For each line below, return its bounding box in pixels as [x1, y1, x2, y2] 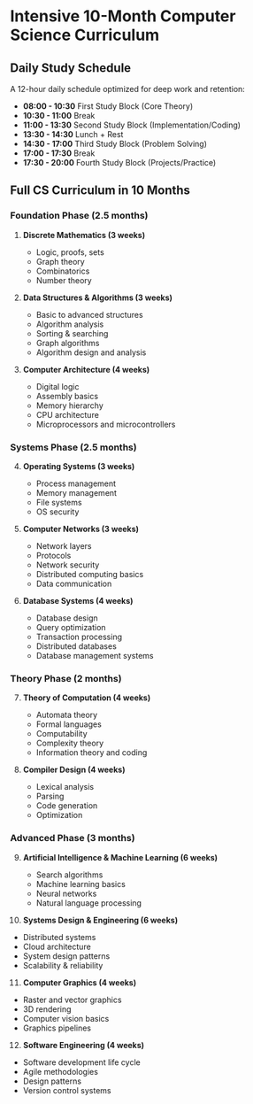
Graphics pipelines [22, 1023, 92, 1033]
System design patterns [22, 950, 111, 961]
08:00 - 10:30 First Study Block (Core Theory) [22, 101, 194, 112]
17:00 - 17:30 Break [22, 148, 96, 158]
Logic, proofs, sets [35, 246, 104, 258]
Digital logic [35, 381, 80, 391]
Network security [35, 560, 100, 570]
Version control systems [22, 1085, 111, 1095]
